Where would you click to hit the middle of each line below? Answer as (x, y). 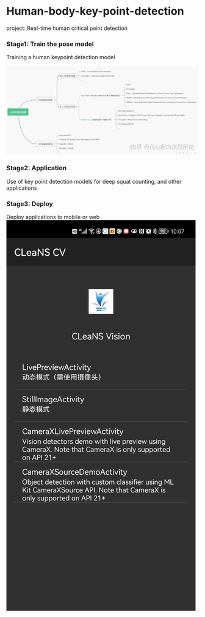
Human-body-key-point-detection (95, 11)
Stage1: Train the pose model (50, 44)
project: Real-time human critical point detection (67, 28)
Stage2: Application (37, 168)
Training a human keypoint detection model (61, 57)
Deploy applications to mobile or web (53, 217)
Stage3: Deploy (30, 204)
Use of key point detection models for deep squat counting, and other (94, 181)
